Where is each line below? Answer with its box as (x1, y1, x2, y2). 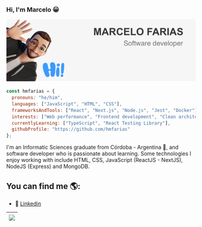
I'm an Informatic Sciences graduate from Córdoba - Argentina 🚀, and (6, 144, 179, 151)
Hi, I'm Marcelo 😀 (6, 5, 60, 14)
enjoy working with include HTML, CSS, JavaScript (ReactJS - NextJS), (6, 157, 183, 164)
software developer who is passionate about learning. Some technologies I (6, 150, 191, 157)
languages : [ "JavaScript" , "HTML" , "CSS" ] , (11, 101, 122, 107)
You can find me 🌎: (6, 181, 81, 191)
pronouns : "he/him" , (11, 95, 63, 101)
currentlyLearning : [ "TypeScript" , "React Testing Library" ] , (11, 120, 171, 126)
